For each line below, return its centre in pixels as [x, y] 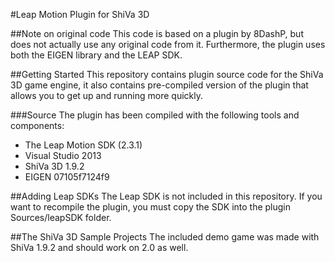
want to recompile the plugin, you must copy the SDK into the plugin [151, 207]
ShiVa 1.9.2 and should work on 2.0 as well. [99, 247]
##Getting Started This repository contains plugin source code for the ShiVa [167, 74]
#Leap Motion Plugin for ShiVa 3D [80, 14]
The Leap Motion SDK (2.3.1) [83, 145]
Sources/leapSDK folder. [61, 217]
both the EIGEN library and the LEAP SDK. [96, 55]
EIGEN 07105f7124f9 [67, 177]
